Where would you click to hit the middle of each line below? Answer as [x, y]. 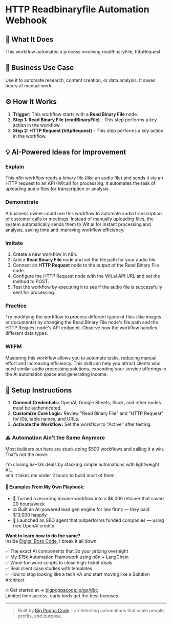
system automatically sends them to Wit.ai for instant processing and [78, 224]
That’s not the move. [27, 454]
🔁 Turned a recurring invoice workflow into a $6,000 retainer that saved [88, 498]
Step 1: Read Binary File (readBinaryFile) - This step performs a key [85, 120]
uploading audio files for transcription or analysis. [58, 189]
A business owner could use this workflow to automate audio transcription [84, 213]
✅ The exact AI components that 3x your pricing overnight [67, 551]
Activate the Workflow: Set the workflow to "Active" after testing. [82, 424]
